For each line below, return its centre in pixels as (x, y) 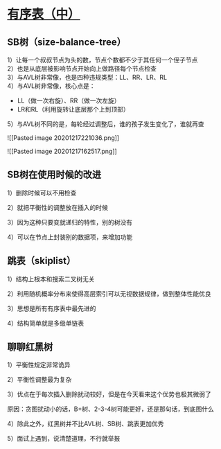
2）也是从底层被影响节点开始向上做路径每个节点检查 (82, 69)
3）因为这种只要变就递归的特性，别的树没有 (70, 222)
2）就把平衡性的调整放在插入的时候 (58, 207)
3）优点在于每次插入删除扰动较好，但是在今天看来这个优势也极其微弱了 (109, 394)
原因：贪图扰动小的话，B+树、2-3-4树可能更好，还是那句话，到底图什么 (111, 409)
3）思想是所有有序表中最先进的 (52, 308)
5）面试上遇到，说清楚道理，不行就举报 (64, 439)
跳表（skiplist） (42, 261)
